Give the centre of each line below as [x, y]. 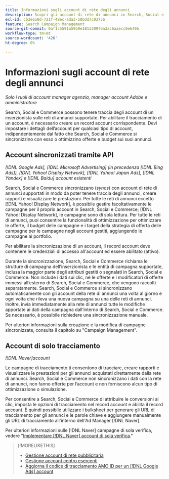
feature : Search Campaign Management [45, 24]
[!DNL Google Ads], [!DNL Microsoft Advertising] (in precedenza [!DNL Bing [84, 167]
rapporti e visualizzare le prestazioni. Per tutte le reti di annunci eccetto [80, 198]
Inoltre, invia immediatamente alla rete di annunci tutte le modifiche [75, 304]
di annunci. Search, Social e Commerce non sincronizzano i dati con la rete [83, 379]
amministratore [21, 102]
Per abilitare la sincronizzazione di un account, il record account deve [78, 246]
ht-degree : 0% [20, 43]
